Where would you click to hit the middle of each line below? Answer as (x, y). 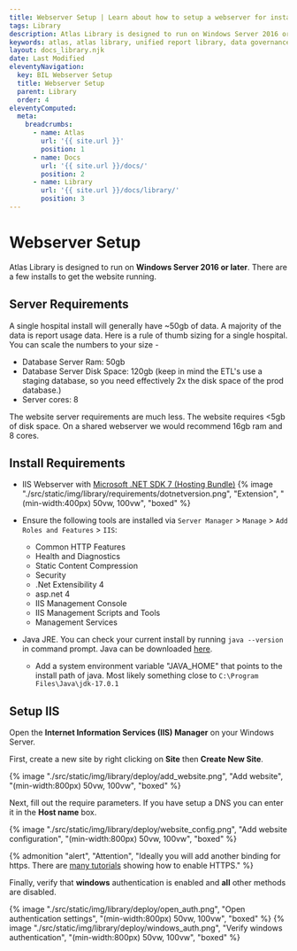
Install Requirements (67, 463)
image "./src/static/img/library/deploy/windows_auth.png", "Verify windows (146, 928)
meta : (27, 116)
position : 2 (63, 174)
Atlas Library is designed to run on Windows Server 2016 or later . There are (148, 267)
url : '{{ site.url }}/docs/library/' (110, 191)
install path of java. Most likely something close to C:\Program (147, 675)
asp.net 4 (53, 594)
